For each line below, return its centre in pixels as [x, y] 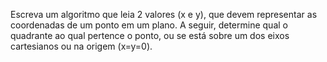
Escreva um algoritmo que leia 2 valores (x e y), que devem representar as [164, 14]
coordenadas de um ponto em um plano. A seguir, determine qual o [149, 25]
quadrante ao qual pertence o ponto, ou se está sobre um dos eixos [150, 35]
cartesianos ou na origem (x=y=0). [81, 46]
